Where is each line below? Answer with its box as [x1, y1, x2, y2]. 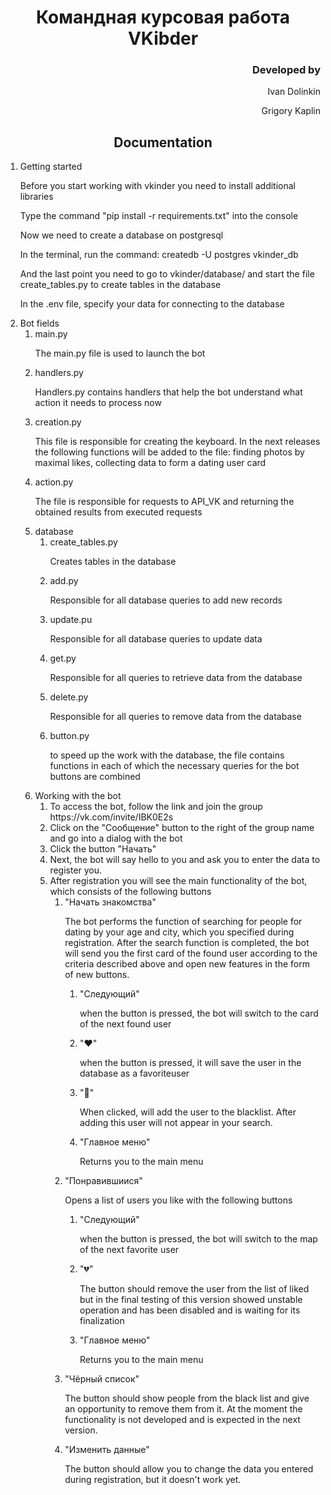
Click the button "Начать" [49, 843, 157, 855]
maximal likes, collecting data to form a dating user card [34, 457, 267, 469]
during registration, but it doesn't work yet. [64, 1474, 242, 1486]
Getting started [19, 161, 83, 173]
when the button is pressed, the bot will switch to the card [79, 1007, 319, 1020]
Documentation [113, 134, 213, 151]
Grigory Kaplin [261, 105, 321, 117]
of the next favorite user [79, 1244, 180, 1256]
